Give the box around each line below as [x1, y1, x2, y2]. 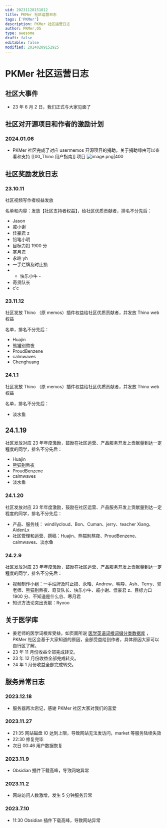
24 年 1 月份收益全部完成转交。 [12, 661, 76, 667]
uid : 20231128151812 [5, 7, 48, 13]
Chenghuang [12, 359, 39, 365]
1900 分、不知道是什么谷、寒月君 [12, 593, 81, 599]
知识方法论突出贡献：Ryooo [12, 600, 70, 605]
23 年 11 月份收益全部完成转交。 [12, 649, 78, 655]
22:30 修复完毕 [12, 736, 44, 742]
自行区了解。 [12, 643, 39, 649]
